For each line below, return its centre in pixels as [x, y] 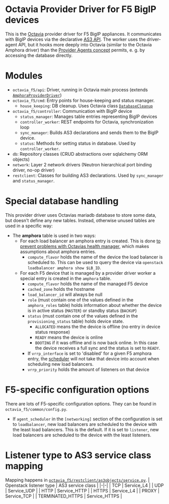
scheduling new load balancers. [61, 364]
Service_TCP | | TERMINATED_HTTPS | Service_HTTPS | [64, 496]
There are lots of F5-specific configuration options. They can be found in [81, 404]
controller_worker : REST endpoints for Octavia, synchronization [87, 121]
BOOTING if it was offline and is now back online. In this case [96, 342]
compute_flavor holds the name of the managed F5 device [88, 284]
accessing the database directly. [39, 55]
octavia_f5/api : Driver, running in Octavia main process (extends [80, 90]
